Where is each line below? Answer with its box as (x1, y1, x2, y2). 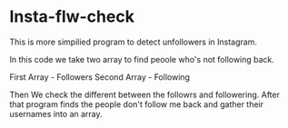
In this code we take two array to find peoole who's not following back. (9, 54, 275, 64)
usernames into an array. (9, 108, 103, 119)
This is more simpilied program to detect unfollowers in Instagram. (9, 36, 257, 47)
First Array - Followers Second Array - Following (9, 71, 191, 83)
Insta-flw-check (9, 6, 134, 27)
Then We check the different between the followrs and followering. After (9, 89, 280, 100)
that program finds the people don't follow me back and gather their (9, 98, 264, 110)
